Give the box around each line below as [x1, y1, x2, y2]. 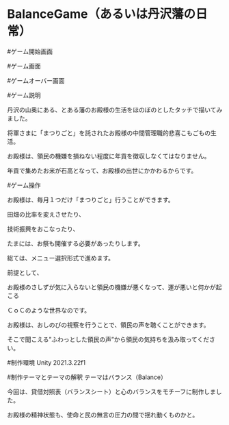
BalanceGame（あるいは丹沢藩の [7, 6, 196, 22]
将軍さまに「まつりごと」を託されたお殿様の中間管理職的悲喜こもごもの [7, 128, 211, 137]
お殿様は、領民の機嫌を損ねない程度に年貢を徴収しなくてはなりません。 [7, 151, 211, 160]
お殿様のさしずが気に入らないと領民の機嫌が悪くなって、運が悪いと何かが [7, 282, 217, 291]
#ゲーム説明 [7, 90, 41, 99]
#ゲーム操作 [7, 181, 41, 189]
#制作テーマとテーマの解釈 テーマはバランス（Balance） [7, 373, 167, 381]
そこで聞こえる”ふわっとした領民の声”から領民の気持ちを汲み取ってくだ [7, 335, 210, 343]
